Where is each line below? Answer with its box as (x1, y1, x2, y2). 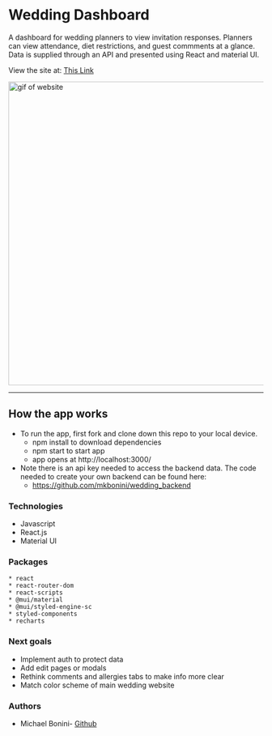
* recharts (8, 617, 45, 625)
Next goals (8, 636, 53, 647)
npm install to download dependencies (32, 437, 162, 447)
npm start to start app (32, 445, 105, 455)
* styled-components (8, 610, 79, 619)
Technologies (8, 500, 63, 512)
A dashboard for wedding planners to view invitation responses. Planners (8, 32, 253, 42)
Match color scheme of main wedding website (19, 680, 175, 690)
